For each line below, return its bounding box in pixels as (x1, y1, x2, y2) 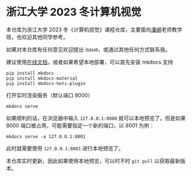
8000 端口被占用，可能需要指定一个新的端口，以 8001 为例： (6, 122, 155, 129)
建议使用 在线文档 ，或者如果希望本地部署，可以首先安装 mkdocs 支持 (6, 58, 173, 65)
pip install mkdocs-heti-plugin (6, 80, 86, 86)
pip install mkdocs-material (6, 75, 78, 81)
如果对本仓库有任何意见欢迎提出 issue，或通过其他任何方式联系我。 (6, 45, 171, 53)
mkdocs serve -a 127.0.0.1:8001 (6, 133, 86, 139)
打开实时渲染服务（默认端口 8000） (6, 91, 93, 99)
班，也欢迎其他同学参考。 (6, 33, 69, 40)
